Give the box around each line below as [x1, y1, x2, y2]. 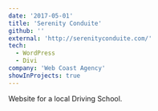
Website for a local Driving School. [8, 93, 123, 103]
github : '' [8, 27, 45, 35]
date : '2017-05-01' [8, 11, 74, 20]
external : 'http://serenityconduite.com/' [8, 34, 152, 43]
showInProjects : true [8, 72, 81, 80]
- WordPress [15, 49, 56, 57]
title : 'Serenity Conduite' [8, 19, 103, 27]
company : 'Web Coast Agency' [8, 64, 106, 72]
